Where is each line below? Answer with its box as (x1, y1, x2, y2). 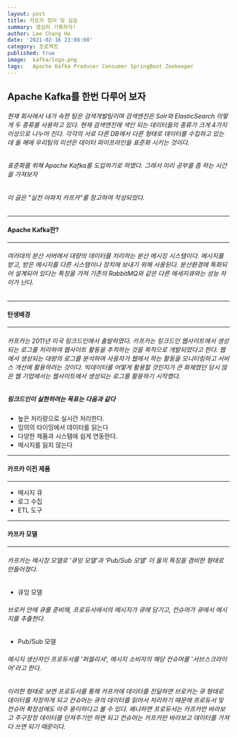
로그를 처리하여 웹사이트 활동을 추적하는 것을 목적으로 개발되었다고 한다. (20, 345, 219, 353)
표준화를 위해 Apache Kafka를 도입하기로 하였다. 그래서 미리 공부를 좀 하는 (7, 162, 214, 170)
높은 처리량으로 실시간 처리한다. (17, 414, 104, 422)
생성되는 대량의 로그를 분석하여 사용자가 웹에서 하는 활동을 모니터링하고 (20, 354, 217, 363)
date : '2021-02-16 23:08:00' (7, 37, 93, 44)
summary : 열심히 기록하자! (7, 23, 76, 30)
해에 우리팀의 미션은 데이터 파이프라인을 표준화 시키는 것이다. (22, 138, 190, 147)
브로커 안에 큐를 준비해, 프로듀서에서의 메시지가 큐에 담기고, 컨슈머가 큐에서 (7, 605, 214, 614)
